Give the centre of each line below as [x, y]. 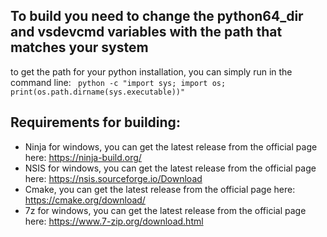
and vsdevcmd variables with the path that [146, 32]
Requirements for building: [95, 122]
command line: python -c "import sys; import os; [118, 82]
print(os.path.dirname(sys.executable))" [98, 92]
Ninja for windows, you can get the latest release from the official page [171, 146]
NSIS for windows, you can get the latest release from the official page [170, 168]
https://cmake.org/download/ [85, 200]
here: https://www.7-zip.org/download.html [114, 221]
